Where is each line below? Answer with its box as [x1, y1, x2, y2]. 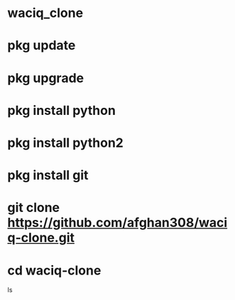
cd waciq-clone [7, 262, 102, 278]
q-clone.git [7, 230, 75, 246]
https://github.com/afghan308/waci [7, 215, 228, 231]
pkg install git [7, 167, 89, 184]
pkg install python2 [7, 135, 124, 150]
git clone [7, 200, 60, 216]
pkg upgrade [7, 70, 84, 86]
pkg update [7, 38, 76, 54]
